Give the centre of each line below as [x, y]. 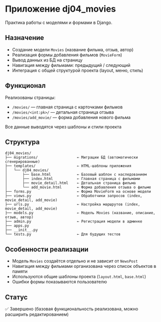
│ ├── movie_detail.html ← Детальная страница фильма [71, 183]
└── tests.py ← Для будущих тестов [63, 234]
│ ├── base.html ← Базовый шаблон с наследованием [76, 175]
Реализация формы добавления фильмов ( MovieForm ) [67, 55]
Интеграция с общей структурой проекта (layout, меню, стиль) [78, 70]
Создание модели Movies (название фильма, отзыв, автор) [73, 49]
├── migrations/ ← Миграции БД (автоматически [72, 158]
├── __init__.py [21, 230]
